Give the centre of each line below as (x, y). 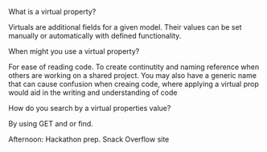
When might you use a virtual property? (74, 51)
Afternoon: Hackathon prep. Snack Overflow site (89, 139)
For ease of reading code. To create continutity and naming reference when (134, 67)
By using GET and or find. (51, 123)
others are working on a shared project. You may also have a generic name (133, 75)
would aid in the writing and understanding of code (93, 92)
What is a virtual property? (52, 12)
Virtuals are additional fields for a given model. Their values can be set (125, 27)
